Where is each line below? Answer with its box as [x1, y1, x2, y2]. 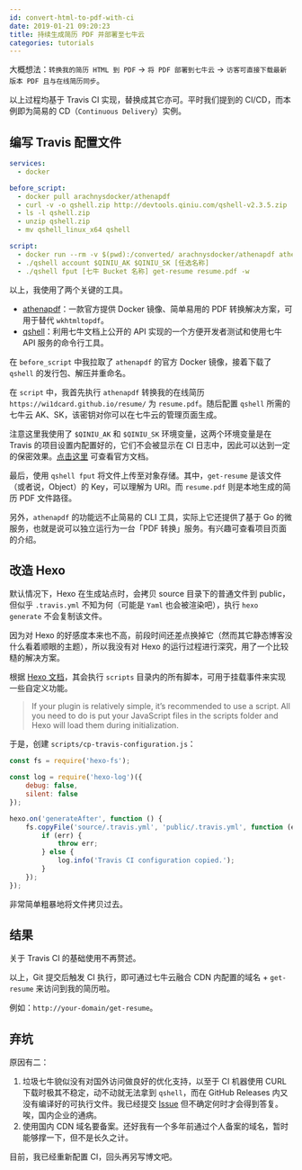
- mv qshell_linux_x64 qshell [17, 226, 130, 235]
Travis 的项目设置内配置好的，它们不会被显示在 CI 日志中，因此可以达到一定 [9, 439, 290, 450]
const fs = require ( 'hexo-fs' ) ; [9, 757, 130, 766]
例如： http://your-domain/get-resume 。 [9, 1003, 158, 1013]
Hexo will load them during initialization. [31, 720, 180, 731]
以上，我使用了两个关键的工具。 [9, 284, 128, 295]
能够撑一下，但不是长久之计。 [22, 1132, 133, 1143]
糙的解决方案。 [9, 652, 65, 663]
